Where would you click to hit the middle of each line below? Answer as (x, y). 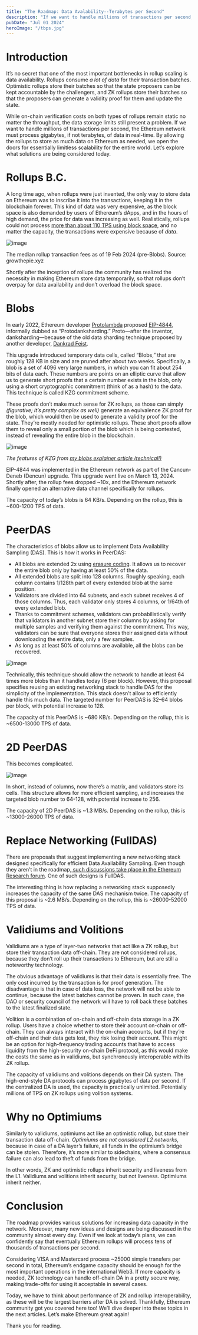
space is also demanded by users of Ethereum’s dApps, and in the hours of (97, 213)
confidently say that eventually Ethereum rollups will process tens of (89, 1241)
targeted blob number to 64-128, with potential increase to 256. (83, 799)
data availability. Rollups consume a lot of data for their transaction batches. (99, 80)
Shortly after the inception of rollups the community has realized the (89, 272)
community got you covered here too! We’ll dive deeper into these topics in (97, 1308)
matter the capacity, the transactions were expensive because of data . (92, 232)
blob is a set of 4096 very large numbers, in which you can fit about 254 (94, 368)
